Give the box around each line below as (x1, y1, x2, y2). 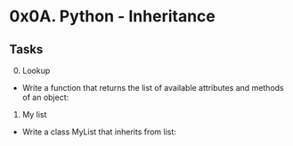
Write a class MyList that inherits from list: (21, 126, 176, 137)
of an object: (21, 92, 69, 102)
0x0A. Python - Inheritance (9, 6, 216, 27)
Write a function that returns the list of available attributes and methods (21, 83, 285, 93)
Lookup (21, 65, 51, 76)
